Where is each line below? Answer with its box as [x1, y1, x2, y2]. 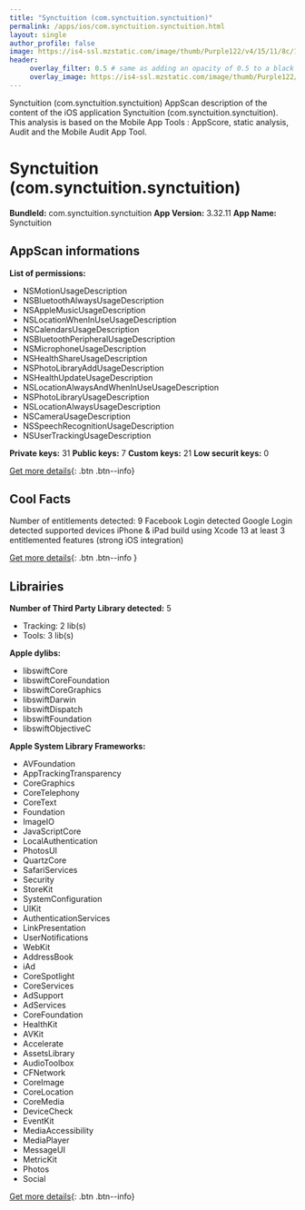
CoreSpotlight [22, 971, 75, 982]
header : [9, 55, 39, 64]
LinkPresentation [22, 923, 86, 934]
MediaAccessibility [22, 1126, 93, 1136]
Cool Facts [9, 491, 71, 507]
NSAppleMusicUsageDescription [22, 304, 146, 315]
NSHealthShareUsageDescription [22, 352, 148, 363]
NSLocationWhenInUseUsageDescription [22, 314, 177, 325]
